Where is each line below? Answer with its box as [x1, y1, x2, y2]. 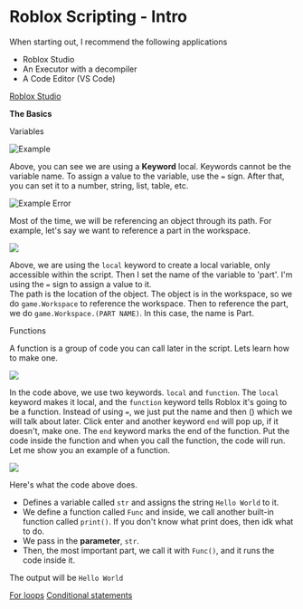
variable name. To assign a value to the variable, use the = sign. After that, [9, 170, 285, 181]
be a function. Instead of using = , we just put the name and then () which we [9, 406, 293, 417]
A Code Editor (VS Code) [22, 72, 116, 83]
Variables [9, 125, 44, 137]
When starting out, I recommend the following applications [9, 36, 228, 47]
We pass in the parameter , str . [22, 535, 140, 546]
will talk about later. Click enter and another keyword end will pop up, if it [9, 415, 279, 427]
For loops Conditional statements [9, 589, 133, 600]
